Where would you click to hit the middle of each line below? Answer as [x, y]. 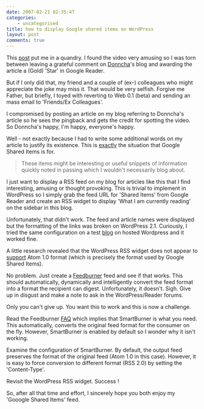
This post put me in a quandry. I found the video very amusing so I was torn [101, 58]
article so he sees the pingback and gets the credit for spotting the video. [98, 120]
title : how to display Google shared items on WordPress [80, 29]
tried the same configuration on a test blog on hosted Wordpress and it [95, 232]
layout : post [23, 35]
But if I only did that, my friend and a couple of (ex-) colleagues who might [100, 82]
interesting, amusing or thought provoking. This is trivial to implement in [96, 188]
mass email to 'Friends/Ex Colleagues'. [55, 102]
